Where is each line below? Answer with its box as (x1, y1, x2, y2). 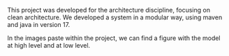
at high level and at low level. (7, 41, 91, 49)
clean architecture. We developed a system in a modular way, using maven (7, 13, 223, 21)
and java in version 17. (7, 21, 71, 28)
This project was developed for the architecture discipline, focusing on (7, 6, 211, 14)
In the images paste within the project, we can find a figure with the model (7, 34, 221, 42)
